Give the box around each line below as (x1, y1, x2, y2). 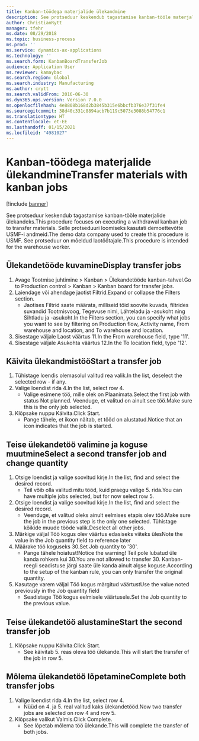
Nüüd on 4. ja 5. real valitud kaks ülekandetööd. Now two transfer (23, 703, 182, 710)
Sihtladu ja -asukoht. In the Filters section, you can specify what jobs (23, 314, 191, 321)
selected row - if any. (14, 378, 67, 385)
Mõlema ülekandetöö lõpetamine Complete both (6, 672, 187, 682)
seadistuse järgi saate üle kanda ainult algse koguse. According (38, 562, 192, 569)
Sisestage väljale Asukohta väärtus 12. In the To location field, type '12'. (14, 339, 188, 346)
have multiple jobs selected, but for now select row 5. (23, 493, 155, 500)
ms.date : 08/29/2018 (6, 31, 57, 37)
